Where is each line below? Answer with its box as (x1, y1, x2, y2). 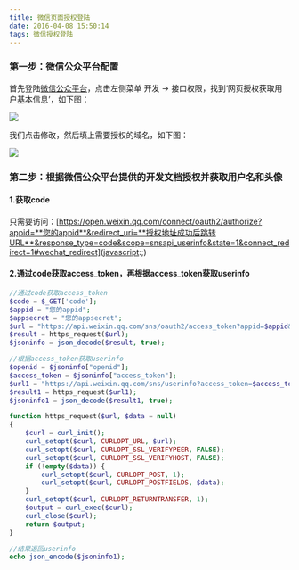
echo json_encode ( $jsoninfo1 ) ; (9, 552, 125, 562)
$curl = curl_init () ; (25, 429, 105, 438)
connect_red (243, 237, 290, 248)
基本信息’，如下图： (16, 94, 90, 104)
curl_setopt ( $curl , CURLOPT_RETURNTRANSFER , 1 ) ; (25, 495, 209, 504)
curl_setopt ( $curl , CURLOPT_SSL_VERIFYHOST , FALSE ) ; (25, 453, 225, 462)
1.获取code (9, 194, 51, 205)
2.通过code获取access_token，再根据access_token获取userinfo (9, 268, 250, 279)
